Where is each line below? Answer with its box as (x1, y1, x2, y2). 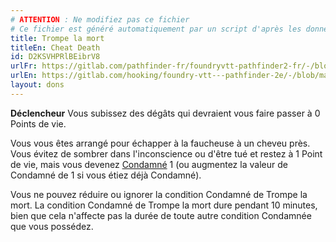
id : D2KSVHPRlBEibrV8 (10, 52, 101, 62)
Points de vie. (10, 117, 67, 130)
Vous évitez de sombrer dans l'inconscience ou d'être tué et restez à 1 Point (10, 147, 323, 160)
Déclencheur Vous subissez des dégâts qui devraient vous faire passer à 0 (10, 107, 321, 119)
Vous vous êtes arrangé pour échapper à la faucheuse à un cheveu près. (10, 137, 311, 149)
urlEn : (10, 71, 38, 81)
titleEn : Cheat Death (10, 42, 101, 53)
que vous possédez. (10, 220, 94, 232)
